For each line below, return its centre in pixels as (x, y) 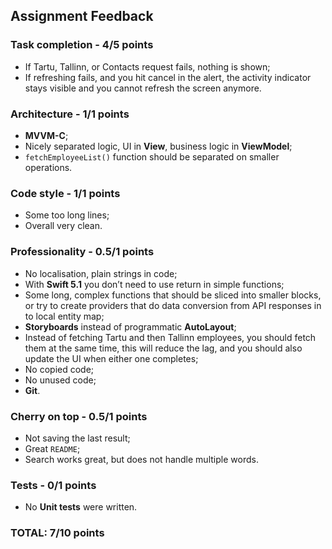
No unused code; (60, 380)
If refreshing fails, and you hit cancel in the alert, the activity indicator (168, 77)
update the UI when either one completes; (111, 358)
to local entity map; (64, 316)
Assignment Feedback (82, 16)
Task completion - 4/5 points (82, 45)
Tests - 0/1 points (53, 485)
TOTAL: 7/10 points (57, 533)
